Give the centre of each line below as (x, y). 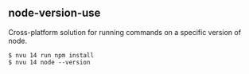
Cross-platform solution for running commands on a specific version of (124, 32)
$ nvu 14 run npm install (51, 55)
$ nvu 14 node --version (49, 62)
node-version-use (54, 13)
